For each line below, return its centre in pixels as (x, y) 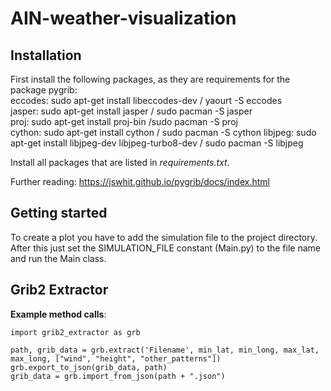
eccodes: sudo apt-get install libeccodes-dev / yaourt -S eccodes (146, 100)
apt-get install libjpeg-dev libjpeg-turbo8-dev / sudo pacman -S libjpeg (157, 143)
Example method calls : (58, 314)
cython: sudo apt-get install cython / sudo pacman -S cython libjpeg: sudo (163, 132)
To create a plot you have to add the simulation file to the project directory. (164, 237)
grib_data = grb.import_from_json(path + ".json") (118, 376)
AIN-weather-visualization (123, 18)
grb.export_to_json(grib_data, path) (89, 367)
